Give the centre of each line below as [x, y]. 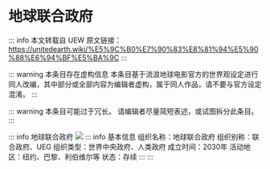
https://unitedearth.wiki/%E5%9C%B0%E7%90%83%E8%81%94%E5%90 [133, 49]
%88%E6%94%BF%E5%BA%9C [64, 58]
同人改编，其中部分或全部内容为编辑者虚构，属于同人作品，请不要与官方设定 [135, 84]
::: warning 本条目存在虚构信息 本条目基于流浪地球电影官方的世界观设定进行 [133, 74]
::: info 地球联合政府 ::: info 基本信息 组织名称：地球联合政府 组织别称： [131, 136]
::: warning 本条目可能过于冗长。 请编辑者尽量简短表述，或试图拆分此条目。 [133, 111]
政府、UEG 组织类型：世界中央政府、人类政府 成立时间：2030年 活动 [129, 147]
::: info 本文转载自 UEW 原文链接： [65, 40]
